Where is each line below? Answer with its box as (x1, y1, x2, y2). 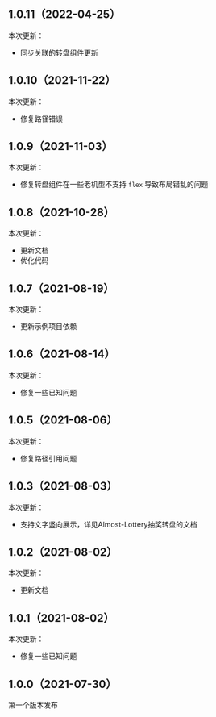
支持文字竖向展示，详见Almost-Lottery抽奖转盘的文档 (19, 519, 197, 529)
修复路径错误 (19, 114, 63, 123)
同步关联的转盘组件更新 (19, 48, 98, 57)
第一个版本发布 (8, 700, 58, 710)
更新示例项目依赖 (19, 322, 77, 331)
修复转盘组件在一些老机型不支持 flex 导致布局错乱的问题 (19, 180, 209, 190)
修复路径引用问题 (19, 453, 77, 463)
